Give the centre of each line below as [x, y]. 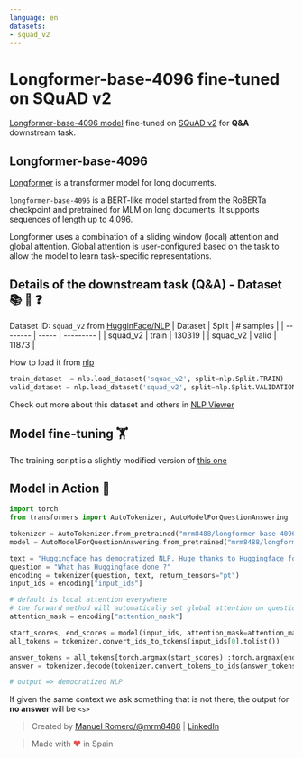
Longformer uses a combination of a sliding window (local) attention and [144, 237]
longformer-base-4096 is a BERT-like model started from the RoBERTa [138, 200]
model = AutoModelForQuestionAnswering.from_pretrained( [119, 542]
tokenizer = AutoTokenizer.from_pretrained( [94, 534]
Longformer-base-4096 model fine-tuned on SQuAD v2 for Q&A [129, 123]
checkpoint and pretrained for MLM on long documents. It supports [134, 210]
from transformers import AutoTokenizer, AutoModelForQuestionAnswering [149, 518]
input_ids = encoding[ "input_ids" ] [76, 584]
